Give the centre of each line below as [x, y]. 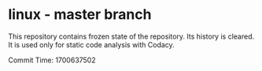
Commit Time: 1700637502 [52, 60]
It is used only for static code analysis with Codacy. [91, 44]
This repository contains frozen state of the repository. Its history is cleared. [131, 36]
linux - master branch [80, 15]
